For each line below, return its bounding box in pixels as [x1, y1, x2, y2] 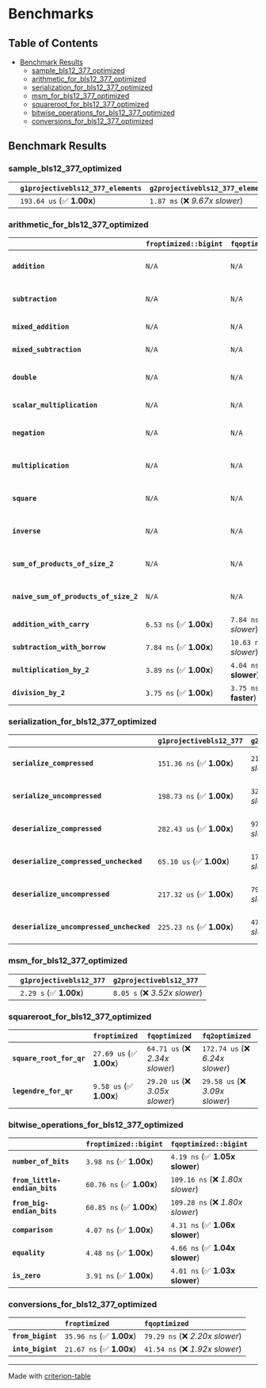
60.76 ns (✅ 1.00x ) [85, 1179, 158, 1190]
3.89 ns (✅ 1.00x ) [145, 664, 214, 675]
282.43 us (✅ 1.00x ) [158, 823, 234, 834]
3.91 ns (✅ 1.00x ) [85, 1271, 154, 1282]
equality [12, 1248, 45, 1258]
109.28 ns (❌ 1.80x [170, 1197, 243, 1208]
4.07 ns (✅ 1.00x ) [85, 1225, 154, 1236]
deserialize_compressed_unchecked [12, 857, 142, 866]
